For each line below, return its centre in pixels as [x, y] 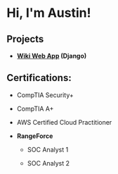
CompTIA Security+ [45, 95]
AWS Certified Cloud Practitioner [64, 122]
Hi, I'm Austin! [49, 13]
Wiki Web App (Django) [52, 56]
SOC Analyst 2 [48, 163]
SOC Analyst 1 [48, 149]
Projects [25, 39]
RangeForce [35, 136]
